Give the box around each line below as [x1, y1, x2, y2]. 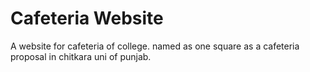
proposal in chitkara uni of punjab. [10, 50, 152, 62]
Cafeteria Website [10, 7, 164, 30]
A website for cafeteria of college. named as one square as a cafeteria [10, 40, 300, 52]
